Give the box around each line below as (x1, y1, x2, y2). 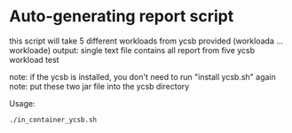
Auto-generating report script (9, 6, 234, 27)
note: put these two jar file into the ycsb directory (9, 81, 190, 91)
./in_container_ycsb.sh (9, 115, 98, 124)
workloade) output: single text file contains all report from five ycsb (9, 44, 256, 55)
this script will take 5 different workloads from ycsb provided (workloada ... (9, 35, 284, 46)
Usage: (9, 98, 36, 108)
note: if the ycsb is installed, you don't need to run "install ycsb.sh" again (9, 71, 277, 82)
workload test (9, 54, 59, 65)
